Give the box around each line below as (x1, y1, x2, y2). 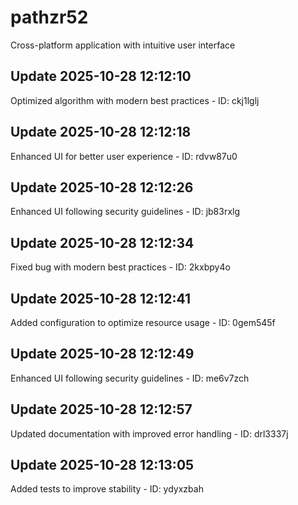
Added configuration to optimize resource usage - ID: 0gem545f (10, 317, 276, 328)
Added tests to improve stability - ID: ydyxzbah (10, 483, 204, 495)
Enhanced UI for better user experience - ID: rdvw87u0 (10, 150, 238, 162)
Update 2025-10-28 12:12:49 (10, 346, 195, 363)
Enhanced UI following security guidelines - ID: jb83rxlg (10, 206, 241, 218)
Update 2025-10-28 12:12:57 (10, 401, 193, 418)
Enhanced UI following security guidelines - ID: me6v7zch (10, 372, 250, 384)
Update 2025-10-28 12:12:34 (10, 234, 195, 251)
